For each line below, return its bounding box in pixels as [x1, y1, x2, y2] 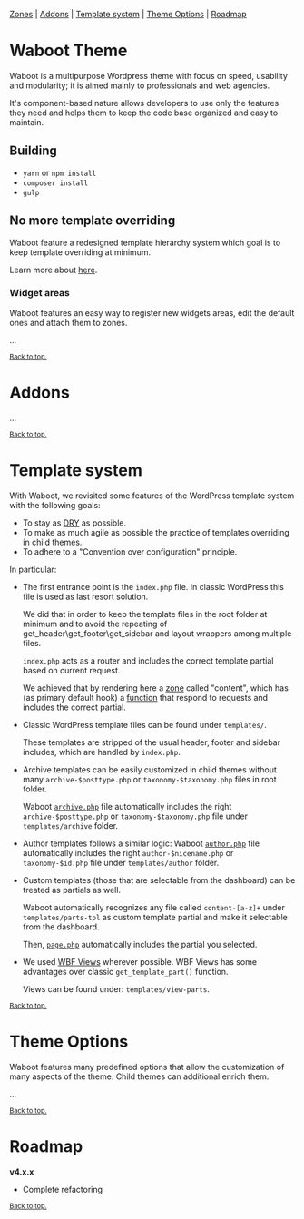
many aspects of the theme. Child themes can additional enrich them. [9, 1071, 270, 1082]
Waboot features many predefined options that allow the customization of [9, 1061, 285, 1072]
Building [9, 143, 57, 159]
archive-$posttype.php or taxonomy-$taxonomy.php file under [22, 811, 248, 821]
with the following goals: [9, 499, 102, 510]
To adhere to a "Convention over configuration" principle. [22, 546, 238, 557]
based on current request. [22, 664, 121, 675]
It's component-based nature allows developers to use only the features [9, 97, 279, 108]
